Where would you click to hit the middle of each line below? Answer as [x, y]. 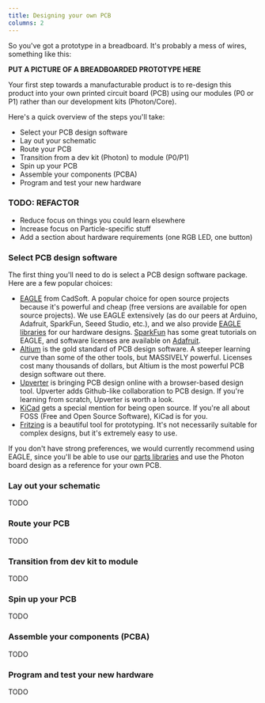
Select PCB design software [63, 257]
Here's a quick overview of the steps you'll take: [87, 116]
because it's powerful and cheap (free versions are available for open [133, 307]
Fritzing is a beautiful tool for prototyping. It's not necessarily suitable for [138, 425]
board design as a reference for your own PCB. [85, 465]
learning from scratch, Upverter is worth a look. [97, 400]
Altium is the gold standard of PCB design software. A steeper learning [135, 349]
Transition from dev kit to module [73, 561]
